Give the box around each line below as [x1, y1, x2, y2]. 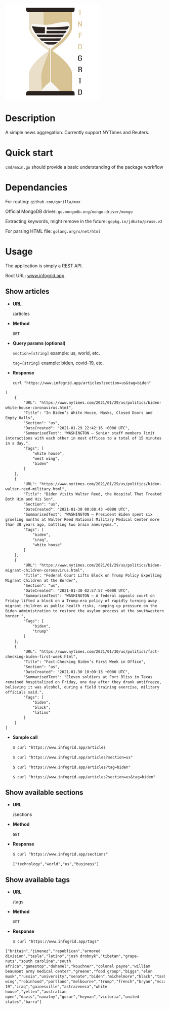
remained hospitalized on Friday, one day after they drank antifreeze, [5, 679, 162, 684]
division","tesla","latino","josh [5, 954, 78, 959]
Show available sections [5, 788, 83, 797]
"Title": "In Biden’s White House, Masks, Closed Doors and [23, 410, 153, 415]
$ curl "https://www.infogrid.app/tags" [12, 939, 99, 944]
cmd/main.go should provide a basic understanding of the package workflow [5, 164, 163, 170]
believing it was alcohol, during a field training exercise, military [5, 684, 159, 689]
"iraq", [32, 537, 49, 542]
